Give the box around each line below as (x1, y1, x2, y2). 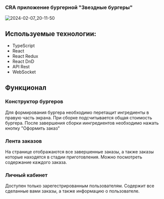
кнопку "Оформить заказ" (5, 125, 60, 131)
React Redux (12, 53, 39, 59)
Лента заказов (5, 138, 42, 145)
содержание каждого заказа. (5, 159, 67, 165)
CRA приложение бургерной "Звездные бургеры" (5, 4, 133, 11)
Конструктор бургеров (5, 98, 63, 105)
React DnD (12, 58, 35, 64)
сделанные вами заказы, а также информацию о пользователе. (5, 188, 140, 194)
